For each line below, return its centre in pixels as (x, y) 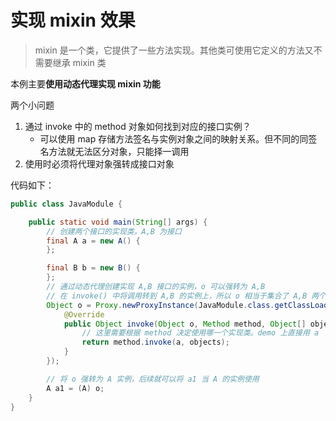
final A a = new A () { (93, 241)
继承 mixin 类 (79, 62)
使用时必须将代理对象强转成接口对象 (99, 163)
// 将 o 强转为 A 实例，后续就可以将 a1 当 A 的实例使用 (153, 379)
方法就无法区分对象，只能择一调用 (119, 151)
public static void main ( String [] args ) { (118, 222)
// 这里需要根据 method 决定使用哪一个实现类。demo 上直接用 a (200, 333)
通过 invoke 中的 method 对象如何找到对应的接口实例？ (138, 126)
